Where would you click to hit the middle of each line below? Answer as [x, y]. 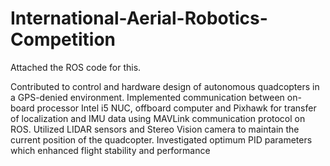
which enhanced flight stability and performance [110, 150]
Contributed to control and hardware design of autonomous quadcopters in [165, 86]
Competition [63, 39]
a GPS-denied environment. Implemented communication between [147, 97]
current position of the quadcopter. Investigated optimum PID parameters [161, 139]
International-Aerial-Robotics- [139, 18]
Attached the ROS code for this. [76, 67]
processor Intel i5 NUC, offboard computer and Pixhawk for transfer [176, 108]
